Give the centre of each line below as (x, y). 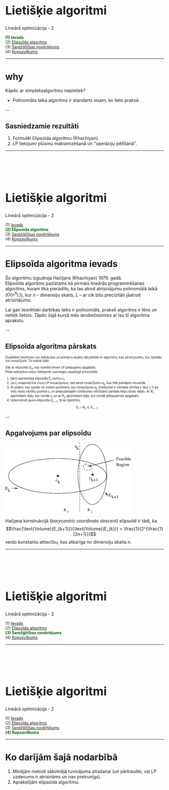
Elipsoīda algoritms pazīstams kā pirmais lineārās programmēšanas (75, 283)
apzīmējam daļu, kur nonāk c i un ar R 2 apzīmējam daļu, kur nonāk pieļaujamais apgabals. (75, 397)
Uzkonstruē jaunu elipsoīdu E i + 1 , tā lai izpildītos (45, 401)
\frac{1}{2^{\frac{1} (144, 529)
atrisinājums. (18, 300)
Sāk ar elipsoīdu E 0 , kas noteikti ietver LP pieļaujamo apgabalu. (51, 368)
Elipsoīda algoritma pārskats (51, 346)
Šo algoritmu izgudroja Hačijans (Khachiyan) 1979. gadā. (64, 278)
